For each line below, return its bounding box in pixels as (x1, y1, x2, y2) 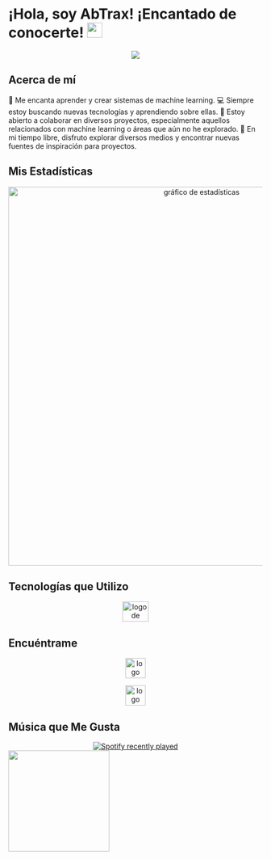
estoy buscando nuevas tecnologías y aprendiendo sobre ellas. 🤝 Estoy (8, 107, 246, 116)
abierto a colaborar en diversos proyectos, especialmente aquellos (8, 115, 230, 125)
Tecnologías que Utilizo (8, 580, 129, 593)
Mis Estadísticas (8, 165, 94, 179)
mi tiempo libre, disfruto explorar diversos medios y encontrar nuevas (8, 133, 240, 142)
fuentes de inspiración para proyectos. (8, 141, 137, 150)
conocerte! (8, 23, 85, 42)
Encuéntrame (8, 636, 78, 650)
